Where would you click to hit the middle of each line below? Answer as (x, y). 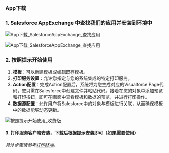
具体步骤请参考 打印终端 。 (32, 145)
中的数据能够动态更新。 (37, 110)
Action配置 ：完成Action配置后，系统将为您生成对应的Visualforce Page (86, 84)
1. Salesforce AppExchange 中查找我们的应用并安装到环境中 (79, 23)
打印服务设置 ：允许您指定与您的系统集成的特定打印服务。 (72, 78)
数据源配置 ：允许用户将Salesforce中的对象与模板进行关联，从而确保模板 (88, 103)
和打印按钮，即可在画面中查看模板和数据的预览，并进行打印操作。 (81, 97)
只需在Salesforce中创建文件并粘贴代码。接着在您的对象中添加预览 (94, 91)
